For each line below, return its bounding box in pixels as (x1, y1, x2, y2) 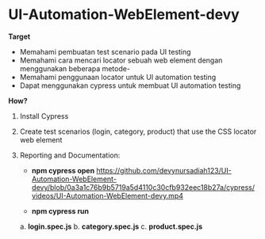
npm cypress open (31, 165, 95, 175)
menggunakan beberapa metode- (19, 63, 131, 73)
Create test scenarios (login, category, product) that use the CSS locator (19, 127, 257, 136)
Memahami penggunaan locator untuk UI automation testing (19, 72, 217, 82)
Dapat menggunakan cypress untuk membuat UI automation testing (19, 81, 241, 90)
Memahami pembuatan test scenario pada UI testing (19, 47, 192, 56)
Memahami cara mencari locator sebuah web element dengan (19, 55, 223, 65)
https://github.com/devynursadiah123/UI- (96, 165, 232, 175)
